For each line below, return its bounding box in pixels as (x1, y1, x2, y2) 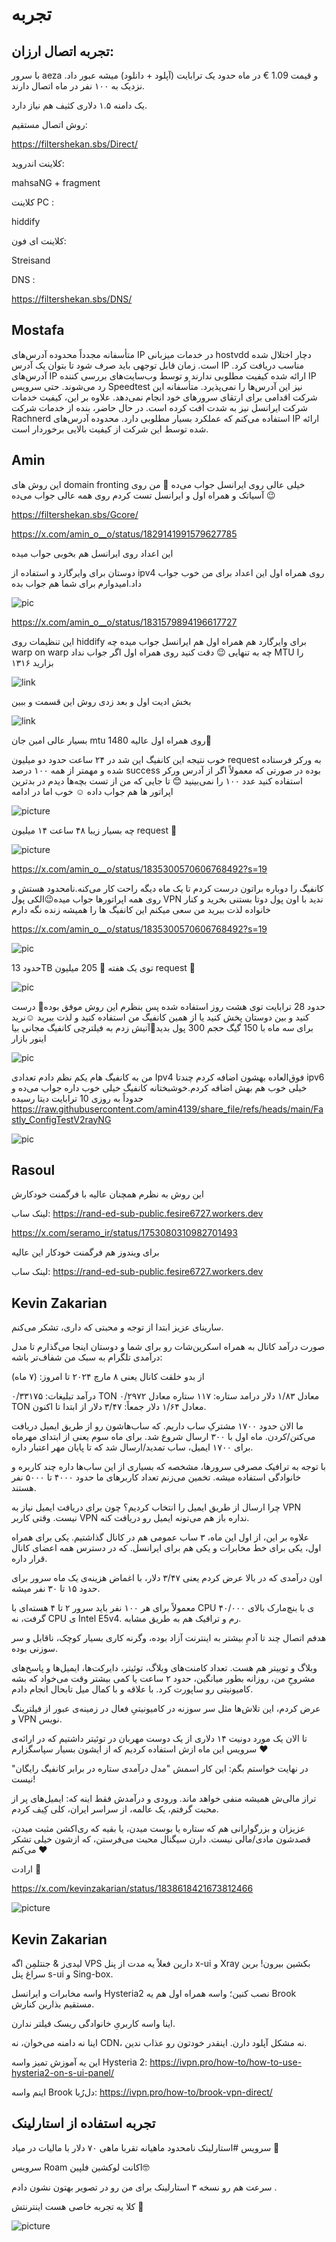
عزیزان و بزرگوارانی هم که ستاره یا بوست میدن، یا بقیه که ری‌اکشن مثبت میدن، (11, 1823, 306, 1835)
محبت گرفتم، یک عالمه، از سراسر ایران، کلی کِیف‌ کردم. (11, 1803, 219, 1815)
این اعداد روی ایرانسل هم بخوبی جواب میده (11, 547, 174, 559)
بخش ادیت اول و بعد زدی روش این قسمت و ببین (11, 695, 192, 707)
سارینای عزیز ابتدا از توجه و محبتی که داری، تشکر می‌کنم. (11, 1321, 224, 1333)
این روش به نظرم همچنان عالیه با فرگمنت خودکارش (11, 1188, 204, 1200)
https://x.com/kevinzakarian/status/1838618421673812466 (11, 1883, 254, 1895)
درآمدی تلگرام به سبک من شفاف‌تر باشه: (11, 1351, 163, 1363)
